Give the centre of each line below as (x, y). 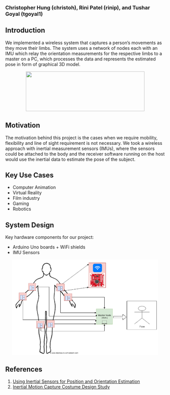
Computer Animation (34, 188)
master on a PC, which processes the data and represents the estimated (80, 59)
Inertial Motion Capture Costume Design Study (61, 387)
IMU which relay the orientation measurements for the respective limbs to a (84, 53)
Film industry (26, 198)
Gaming (21, 204)
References (24, 369)
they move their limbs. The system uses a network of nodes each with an (81, 48)
